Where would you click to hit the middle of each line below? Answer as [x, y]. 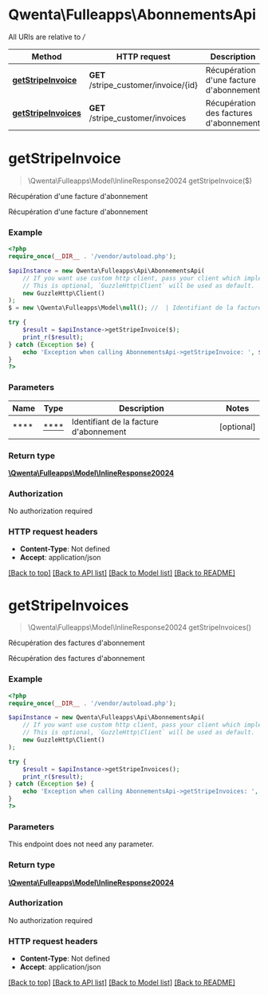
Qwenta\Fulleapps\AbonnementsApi [132, 15]
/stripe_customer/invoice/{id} [143, 85]
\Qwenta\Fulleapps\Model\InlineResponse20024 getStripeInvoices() [140, 627]
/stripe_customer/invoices [138, 117]
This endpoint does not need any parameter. [81, 844]
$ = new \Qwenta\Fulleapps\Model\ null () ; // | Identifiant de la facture [135, 308]
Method [47, 56]
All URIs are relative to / [47, 37]
